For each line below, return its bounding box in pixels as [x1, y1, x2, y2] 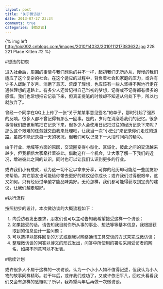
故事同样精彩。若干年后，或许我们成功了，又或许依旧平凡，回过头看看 [13, 273, 154, 279]
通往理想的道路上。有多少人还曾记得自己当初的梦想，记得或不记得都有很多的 [5, 87, 158, 93]
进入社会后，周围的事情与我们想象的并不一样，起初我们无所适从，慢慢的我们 [5, 69, 158, 75]
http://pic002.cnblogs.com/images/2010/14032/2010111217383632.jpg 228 [5, 44, 155, 49]
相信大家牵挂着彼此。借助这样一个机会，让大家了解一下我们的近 [26, 150, 154, 156]
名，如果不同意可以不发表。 [12, 246, 68, 252]
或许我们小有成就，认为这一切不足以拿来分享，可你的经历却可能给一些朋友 [5, 167, 154, 173]
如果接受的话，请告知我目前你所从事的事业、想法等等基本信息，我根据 [12, 222, 153, 228]
